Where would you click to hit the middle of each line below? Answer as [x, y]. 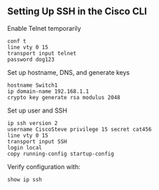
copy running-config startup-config [61, 154]
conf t [17, 41]
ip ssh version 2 [33, 123]
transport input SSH [37, 141]
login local [25, 147]
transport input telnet [42, 53]
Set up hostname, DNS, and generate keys [69, 72]
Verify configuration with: [44, 166]
